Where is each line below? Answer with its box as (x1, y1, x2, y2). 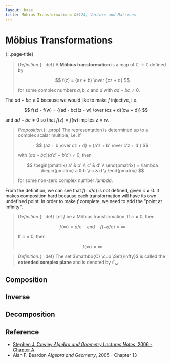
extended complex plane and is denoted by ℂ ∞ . (17, 259, 120, 267)
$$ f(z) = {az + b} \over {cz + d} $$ (55, 77, 130, 84)
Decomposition (5, 310, 55, 319)
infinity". (5, 204, 23, 210)
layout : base (5, 7, 33, 13)
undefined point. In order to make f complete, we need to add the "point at (5, 198, 162, 205)
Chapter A (12, 347, 35, 353)
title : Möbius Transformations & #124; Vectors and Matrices (5, 12, 137, 17)
